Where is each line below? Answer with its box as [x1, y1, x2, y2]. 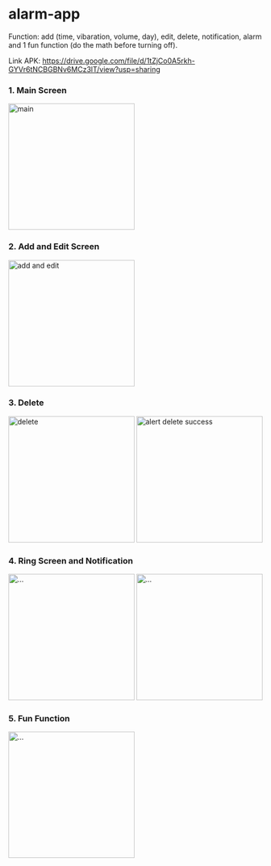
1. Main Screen [8, 84, 67, 95]
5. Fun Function [8, 713, 70, 724]
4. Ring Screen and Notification [8, 555, 133, 566]
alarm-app [8, 5, 81, 23]
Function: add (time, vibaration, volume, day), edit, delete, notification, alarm [8, 32, 262, 41]
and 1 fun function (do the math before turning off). [8, 40, 178, 49]
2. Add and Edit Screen [8, 241, 100, 252]
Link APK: [8, 56, 41, 65]
